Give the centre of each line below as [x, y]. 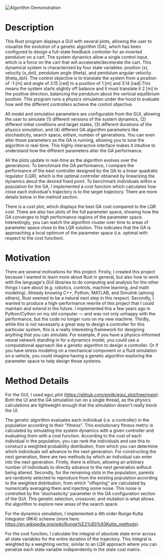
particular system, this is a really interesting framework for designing [75, 329]
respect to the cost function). [35, 238]
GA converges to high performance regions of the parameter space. [74, 217]
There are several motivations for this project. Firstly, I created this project [80, 271]
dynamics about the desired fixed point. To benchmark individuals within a [81, 181]
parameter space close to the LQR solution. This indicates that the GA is [78, 227]
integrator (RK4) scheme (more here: [43, 518]
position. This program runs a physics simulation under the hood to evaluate [82, 99]
